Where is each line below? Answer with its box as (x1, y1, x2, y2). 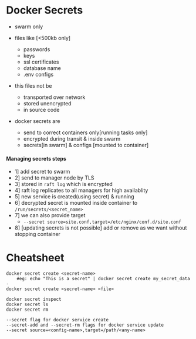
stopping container (14, 231, 60, 238)
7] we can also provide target (14, 212, 86, 219)
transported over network (23, 94, 86, 101)
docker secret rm (6, 307, 49, 313)
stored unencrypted (23, 99, 72, 107)
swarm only (14, 23, 43, 30)
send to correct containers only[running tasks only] (23, 129, 148, 136)
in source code (23, 106, 60, 113)
